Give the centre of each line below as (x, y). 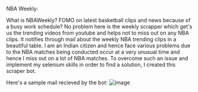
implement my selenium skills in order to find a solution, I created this (91, 65)
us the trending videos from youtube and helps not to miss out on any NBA (98, 33)
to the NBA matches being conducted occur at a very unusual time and (93, 52)
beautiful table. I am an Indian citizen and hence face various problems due (98, 45)
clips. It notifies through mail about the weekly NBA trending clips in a (91, 39)
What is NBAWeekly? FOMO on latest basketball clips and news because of (98, 20)
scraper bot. (21, 71)
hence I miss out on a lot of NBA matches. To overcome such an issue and (97, 58)
